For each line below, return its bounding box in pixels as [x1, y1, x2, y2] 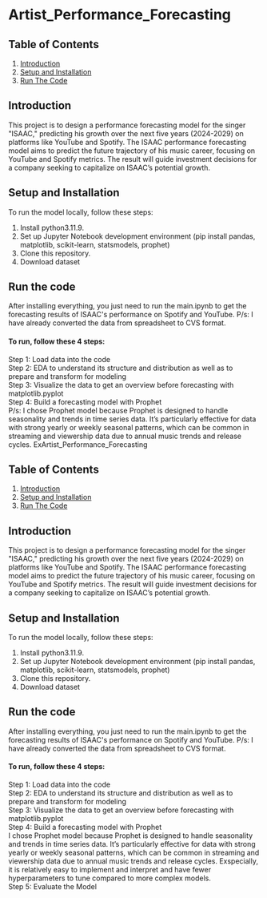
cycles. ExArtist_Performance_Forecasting [8, 439, 148, 449]
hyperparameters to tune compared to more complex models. [8, 873, 212, 883]
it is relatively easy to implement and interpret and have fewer [8, 865, 212, 875]
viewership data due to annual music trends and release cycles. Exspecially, [8, 856, 258, 866]
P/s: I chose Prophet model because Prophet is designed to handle [8, 405, 229, 415]
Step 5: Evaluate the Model [8, 882, 98, 892]
